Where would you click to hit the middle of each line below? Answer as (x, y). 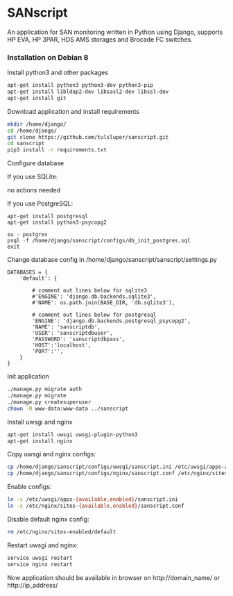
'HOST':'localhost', (62, 345)
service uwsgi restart (40, 558)
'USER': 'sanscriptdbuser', (72, 333)
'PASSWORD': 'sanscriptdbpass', (79, 339)
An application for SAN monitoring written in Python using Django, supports (115, 32)
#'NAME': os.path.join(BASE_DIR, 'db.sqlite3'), (104, 303)
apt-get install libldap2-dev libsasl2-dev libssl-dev (88, 92)
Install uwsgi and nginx (40, 422)
